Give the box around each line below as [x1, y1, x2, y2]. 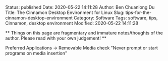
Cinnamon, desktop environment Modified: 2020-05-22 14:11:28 [5, 20, 139, 26]
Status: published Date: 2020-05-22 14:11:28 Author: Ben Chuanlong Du [5, 4, 155, 10]
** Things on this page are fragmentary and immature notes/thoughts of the [5, 30, 163, 35]
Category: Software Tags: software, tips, [74, 15, 158, 20]
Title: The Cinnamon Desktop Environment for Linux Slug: [5, 9, 125, 15]
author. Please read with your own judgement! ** [5, 35, 107, 41]
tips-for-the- [125, 9, 152, 15]
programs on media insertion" [5, 50, 67, 56]
